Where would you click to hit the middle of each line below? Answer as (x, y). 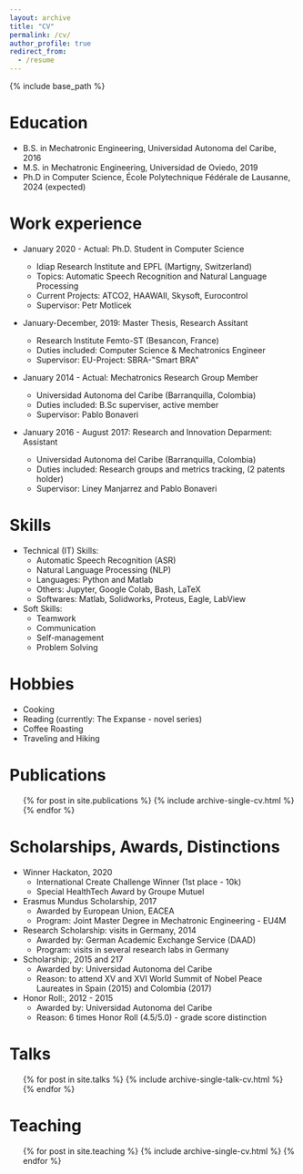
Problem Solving (67, 647)
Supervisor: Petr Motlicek (84, 305)
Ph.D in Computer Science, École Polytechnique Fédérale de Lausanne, (157, 177)
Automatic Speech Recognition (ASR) (106, 560)
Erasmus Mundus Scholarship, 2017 (90, 901)
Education (49, 123)
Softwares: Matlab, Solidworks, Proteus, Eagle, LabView (141, 598)
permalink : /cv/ (40, 35)
